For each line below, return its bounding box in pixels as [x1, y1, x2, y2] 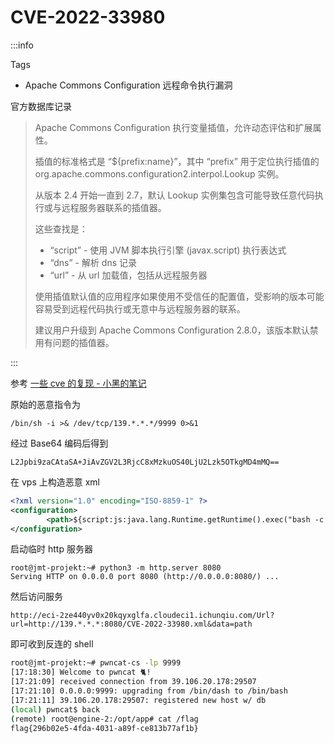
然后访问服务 [10, 591, 63, 603]
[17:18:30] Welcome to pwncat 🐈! [10, 667, 152, 678]
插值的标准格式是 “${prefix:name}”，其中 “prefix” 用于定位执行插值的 [34, 155, 320, 167]
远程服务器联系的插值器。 [61, 201, 167, 213]
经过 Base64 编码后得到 [10, 437, 109, 449]
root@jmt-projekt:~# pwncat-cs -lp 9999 [10, 658, 182, 668]
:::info [10, 39, 34, 51]
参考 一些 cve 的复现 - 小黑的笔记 [10, 377, 147, 389]
